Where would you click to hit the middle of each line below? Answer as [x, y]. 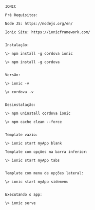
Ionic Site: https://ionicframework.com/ [48, 32]
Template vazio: [21, 135]
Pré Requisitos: [21, 15]
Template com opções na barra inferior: [47, 152]
